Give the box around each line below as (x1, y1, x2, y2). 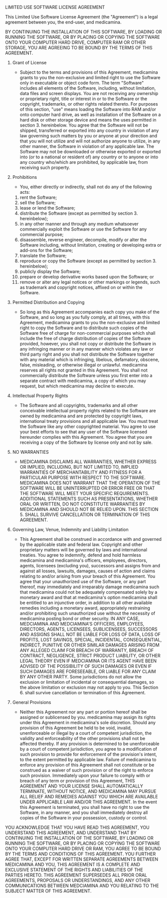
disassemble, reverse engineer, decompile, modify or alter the (19, 237, 147, 243)
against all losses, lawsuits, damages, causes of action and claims (19, 568, 156, 574)
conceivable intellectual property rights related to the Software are (19, 408, 156, 413)
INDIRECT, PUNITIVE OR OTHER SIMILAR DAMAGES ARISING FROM (19, 642, 160, 648)
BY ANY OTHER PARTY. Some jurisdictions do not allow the (19, 674, 142, 679)
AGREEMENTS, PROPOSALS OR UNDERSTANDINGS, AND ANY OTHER (5, 878, 151, 883)
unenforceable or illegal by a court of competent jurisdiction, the (19, 730, 152, 736)
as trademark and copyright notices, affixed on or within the (19, 284, 143, 290)
